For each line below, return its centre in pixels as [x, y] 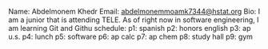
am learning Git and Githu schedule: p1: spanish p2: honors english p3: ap [130, 28]
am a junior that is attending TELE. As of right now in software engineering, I [134, 20]
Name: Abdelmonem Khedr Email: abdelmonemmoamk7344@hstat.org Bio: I [134, 11]
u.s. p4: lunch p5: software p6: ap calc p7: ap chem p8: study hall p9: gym [131, 36]
